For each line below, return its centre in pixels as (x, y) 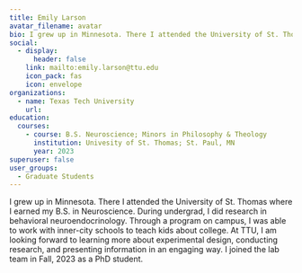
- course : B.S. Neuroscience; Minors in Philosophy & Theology (147, 135)
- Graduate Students (56, 176)
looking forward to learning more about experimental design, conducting (144, 240)
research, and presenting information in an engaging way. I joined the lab (145, 250)
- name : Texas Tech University (76, 101)
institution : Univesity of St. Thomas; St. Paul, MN (134, 143)
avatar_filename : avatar (56, 26)
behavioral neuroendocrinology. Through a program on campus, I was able (148, 221)
